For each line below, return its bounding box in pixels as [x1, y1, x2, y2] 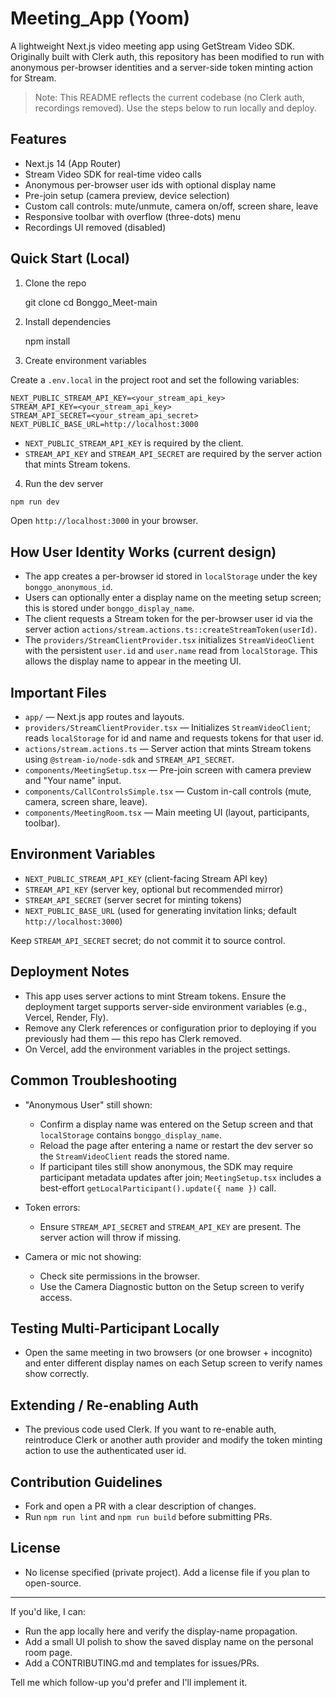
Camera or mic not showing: [24, 1250, 142, 1262]
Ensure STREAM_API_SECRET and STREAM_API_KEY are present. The [39, 1220, 302, 1232]
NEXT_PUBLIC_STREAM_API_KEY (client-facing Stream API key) [24, 872, 268, 884]
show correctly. [24, 1368, 90, 1380]
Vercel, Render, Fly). [24, 1011, 109, 1023]
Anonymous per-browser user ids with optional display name [24, 178, 277, 191]
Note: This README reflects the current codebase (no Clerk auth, [34, 91, 305, 103]
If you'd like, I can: [10, 1605, 86, 1617]
